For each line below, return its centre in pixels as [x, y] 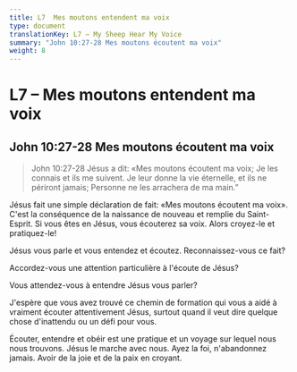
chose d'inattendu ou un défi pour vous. [83, 322]
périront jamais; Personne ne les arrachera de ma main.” [135, 188]
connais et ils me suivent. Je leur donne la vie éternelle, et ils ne [149, 178]
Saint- [259, 215]
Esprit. [21, 224]
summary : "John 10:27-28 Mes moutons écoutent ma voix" [115, 42]
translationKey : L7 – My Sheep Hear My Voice [95, 34]
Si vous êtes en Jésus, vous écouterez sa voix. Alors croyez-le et [155, 224]
